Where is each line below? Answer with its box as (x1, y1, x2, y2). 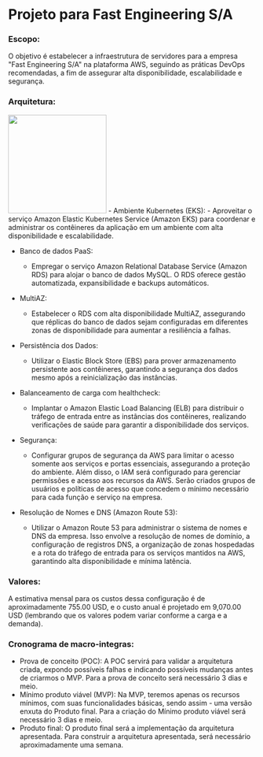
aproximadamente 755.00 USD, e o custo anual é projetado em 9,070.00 (8, 603, 242, 612)
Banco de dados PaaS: (19, 246, 93, 255)
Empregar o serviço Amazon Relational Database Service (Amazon (31, 262, 247, 271)
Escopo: (8, 34, 41, 45)
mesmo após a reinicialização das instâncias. (31, 373, 178, 382)
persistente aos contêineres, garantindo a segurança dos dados (31, 364, 239, 373)
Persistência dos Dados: (19, 340, 98, 350)
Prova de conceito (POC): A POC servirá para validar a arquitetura (19, 656, 233, 666)
